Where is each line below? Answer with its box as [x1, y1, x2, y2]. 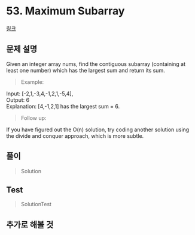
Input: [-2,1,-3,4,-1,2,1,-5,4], [6, 90, 74, 97]
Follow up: [20, 114, 47, 121]
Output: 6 [6, 96, 30, 103]
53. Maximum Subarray [6, 4, 125, 18]
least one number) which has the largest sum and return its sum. [6, 67, 166, 74]
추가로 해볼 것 [6, 219, 54, 230]
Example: [20, 78, 44, 85]
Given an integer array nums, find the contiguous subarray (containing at [6, 60, 186, 67]
